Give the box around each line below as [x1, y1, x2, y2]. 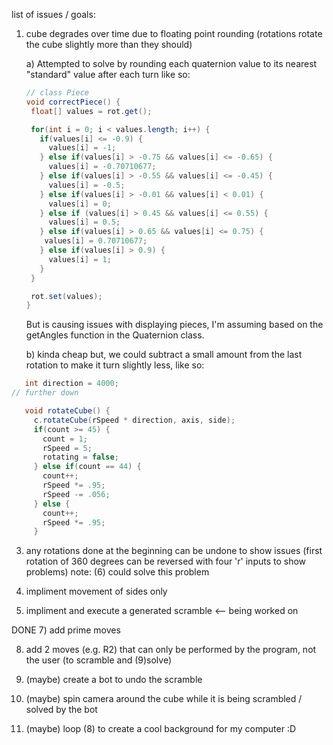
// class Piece [25, 88, 90, 98]
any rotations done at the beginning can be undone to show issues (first [25, 545, 323, 557]
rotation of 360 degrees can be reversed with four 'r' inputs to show [25, 555, 307, 568]
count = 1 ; [42, 434, 88, 444]
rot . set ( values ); [30, 291, 103, 301]
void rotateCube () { [24, 406, 111, 416]
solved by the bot [25, 704, 98, 716]
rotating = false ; [42, 452, 119, 463]
